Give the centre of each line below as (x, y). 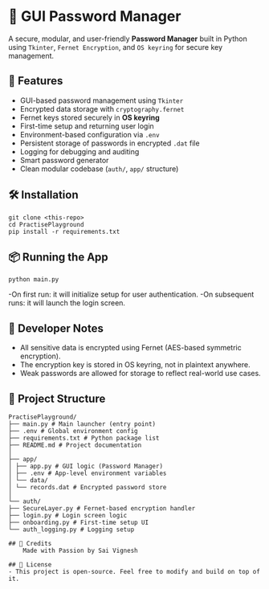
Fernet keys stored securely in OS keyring (90, 117)
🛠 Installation (43, 195)
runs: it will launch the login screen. (67, 303)
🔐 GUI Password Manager (95, 16)
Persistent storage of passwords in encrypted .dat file (110, 143)
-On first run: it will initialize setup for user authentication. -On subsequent (131, 294)
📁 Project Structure (57, 398)
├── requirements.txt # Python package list (84, 438)
